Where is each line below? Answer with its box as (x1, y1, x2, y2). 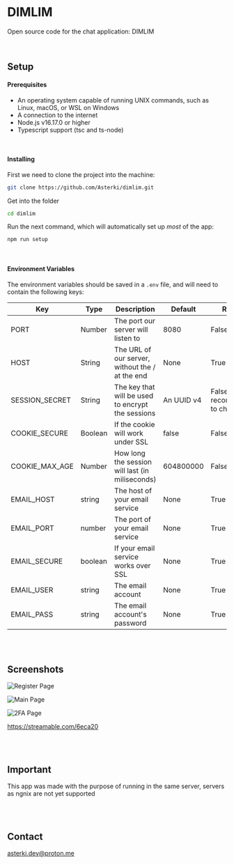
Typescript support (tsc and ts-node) (17, 125, 124, 134)
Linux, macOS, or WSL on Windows (17, 103, 120, 111)
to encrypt (114, 399, 148, 409)
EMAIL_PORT (10, 523, 54, 533)
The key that (114, 382, 155, 392)
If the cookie (114, 419, 155, 429)
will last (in (114, 465, 150, 475)
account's (114, 609, 148, 619)
